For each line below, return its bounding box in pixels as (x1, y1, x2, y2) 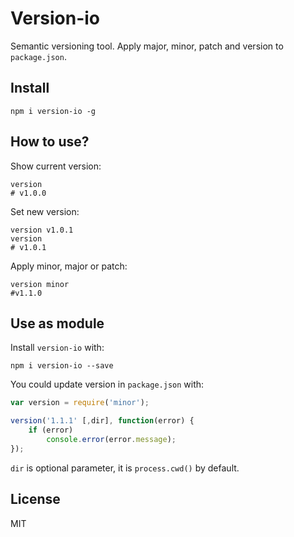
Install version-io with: (10, 342, 105, 354)
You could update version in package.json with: (10, 378, 205, 391)
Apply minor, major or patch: (10, 260, 128, 272)
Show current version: (10, 160, 102, 172)
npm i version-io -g (10, 106, 97, 116)
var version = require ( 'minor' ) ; (10, 398, 150, 408)
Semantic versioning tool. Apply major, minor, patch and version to (10, 40, 284, 52)
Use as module (10, 315, 105, 332)
